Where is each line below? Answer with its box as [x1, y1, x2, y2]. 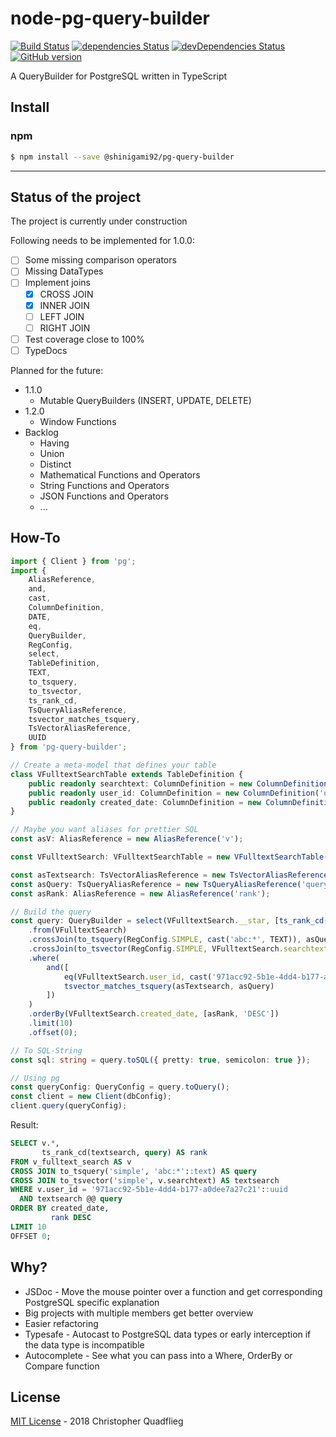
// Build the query [10, 907, 92, 917]
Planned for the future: [10, 364, 104, 376]
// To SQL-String [10, 1045, 83, 1056]
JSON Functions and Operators [39, 490, 169, 502]
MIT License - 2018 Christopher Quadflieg [10, 1415, 184, 1427]
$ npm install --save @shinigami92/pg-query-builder [10, 152, 235, 162]
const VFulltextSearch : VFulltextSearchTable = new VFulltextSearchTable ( [10, 852, 329, 862]
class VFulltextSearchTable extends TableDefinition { [10, 769, 244, 779]
